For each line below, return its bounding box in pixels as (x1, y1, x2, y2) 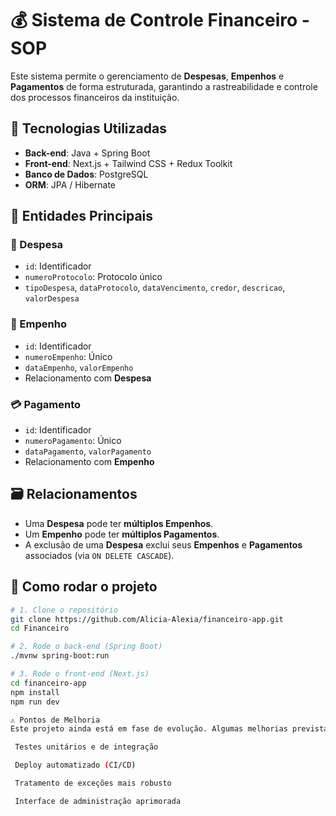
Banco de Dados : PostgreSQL (24, 168, 149, 180)
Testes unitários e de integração (14, 742, 159, 752)
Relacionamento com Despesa (24, 372, 152, 384)
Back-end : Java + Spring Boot (24, 147, 151, 159)
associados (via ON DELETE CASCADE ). (24, 549, 175, 561)
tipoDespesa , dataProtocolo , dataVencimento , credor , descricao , (24, 282, 286, 294)
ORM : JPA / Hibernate (24, 178, 117, 191)
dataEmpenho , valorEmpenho (24, 361, 134, 373)
